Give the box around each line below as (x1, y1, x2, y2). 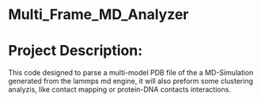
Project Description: (8, 42, 143, 60)
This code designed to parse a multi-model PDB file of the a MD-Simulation (8, 68, 254, 77)
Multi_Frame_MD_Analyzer (8, 6, 189, 24)
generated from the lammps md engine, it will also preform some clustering (8, 77, 254, 86)
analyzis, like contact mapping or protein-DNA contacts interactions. (8, 85, 232, 94)
